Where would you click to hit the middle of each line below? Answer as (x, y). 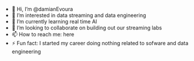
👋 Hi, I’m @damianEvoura (42, 9)
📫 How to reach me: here (43, 34)
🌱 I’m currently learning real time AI (54, 21)
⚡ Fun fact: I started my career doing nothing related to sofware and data (100, 43)
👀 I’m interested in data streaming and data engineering (79, 15)
